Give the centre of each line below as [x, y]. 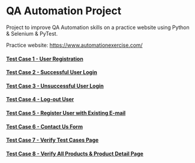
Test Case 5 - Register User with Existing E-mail [66, 113]
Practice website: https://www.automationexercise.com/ [74, 45]
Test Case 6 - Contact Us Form [45, 126]
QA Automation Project [64, 11]
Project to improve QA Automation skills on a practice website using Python [98, 27]
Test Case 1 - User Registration [45, 59]
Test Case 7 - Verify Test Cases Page [52, 140]
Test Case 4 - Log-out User [40, 100]
